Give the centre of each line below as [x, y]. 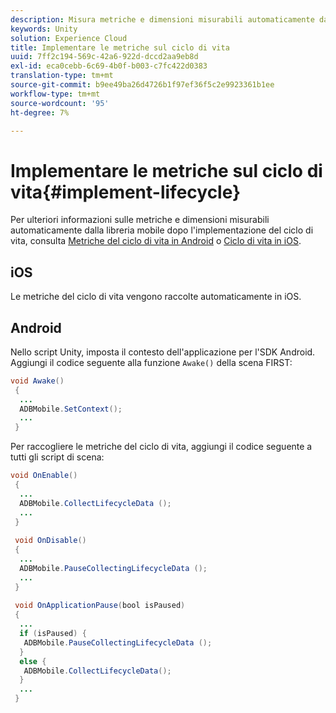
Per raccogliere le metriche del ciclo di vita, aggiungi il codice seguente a [161, 447]
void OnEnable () [44, 476]
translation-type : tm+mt [62, 76]
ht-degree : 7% [40, 112]
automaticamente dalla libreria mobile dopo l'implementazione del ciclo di [162, 230]
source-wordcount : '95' [60, 103]
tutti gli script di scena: [57, 457]
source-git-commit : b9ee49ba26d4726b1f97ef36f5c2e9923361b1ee [142, 85]
